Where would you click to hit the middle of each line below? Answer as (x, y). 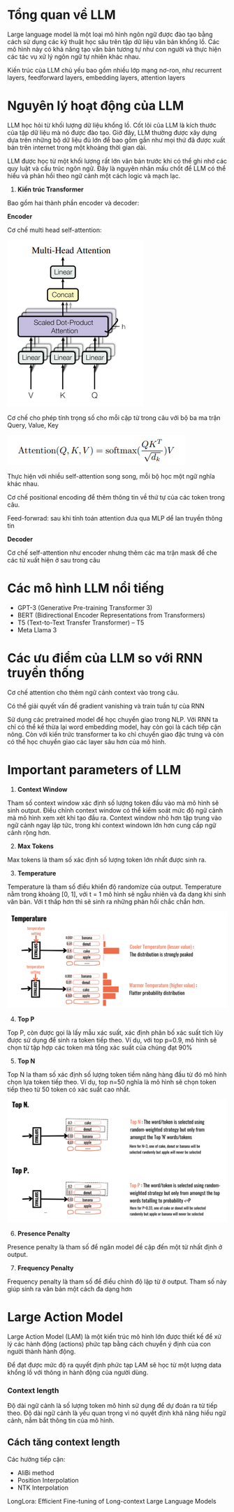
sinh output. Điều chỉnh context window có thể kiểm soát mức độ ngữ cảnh (115, 810)
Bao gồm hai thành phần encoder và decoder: (73, 203)
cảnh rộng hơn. (29, 832)
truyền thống (46, 673)
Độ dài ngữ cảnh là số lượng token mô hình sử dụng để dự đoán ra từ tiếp (112, 1405)
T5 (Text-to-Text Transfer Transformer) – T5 (81, 623)
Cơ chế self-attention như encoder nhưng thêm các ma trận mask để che (112, 553)
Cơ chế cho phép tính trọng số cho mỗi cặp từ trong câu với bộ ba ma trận (114, 417)
